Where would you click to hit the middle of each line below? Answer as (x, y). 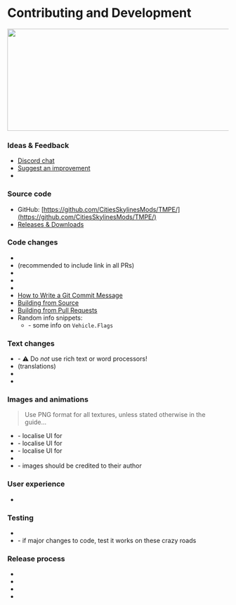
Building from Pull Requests (57, 310)
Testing (20, 518)
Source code (29, 194)
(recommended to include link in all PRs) (76, 265)
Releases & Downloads (51, 224)
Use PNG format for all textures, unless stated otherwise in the (115, 415)
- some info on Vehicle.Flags (71, 325)
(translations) (37, 366)
